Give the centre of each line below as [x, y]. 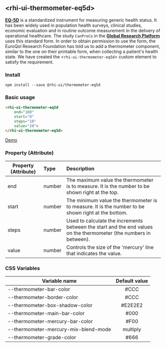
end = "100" [24, 112]
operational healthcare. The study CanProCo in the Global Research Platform [83, 36]
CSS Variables [23, 268]
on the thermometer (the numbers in [108, 233]
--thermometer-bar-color [39, 289]
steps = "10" [25, 121]
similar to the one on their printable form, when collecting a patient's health [82, 51]
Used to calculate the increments [105, 221]
